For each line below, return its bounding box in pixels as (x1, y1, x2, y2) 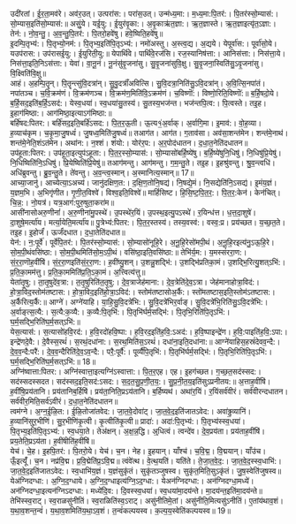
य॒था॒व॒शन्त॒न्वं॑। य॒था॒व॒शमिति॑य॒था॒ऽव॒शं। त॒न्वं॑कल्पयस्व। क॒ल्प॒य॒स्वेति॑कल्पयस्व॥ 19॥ (10, 505, 231, 516)
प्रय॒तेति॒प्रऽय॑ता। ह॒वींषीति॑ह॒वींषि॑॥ (10, 436, 95, 446)
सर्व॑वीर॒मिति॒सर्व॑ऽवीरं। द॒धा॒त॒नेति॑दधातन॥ (10, 396, 118, 406)
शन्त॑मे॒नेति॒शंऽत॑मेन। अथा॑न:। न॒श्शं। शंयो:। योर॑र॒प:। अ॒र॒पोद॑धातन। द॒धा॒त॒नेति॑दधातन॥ (10, 138, 248, 148)
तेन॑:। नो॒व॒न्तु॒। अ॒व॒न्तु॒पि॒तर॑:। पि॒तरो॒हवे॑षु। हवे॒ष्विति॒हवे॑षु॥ (10, 28, 163, 39)
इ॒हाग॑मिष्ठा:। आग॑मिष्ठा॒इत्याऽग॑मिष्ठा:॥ (10, 108, 112, 118)
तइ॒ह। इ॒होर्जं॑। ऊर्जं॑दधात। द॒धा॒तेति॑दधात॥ (10, 227, 126, 238)
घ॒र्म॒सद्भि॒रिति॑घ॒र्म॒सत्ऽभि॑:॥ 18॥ (10, 356, 96, 367)
